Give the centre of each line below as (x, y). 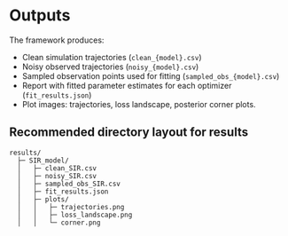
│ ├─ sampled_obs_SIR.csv (69, 184)
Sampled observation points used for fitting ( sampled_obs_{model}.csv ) (151, 75)
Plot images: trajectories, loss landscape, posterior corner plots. (139, 104)
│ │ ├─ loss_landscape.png (75, 215)
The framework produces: (57, 40)
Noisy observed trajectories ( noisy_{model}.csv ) (110, 67)
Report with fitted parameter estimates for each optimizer (127, 85)
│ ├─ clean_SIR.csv (57, 168)
